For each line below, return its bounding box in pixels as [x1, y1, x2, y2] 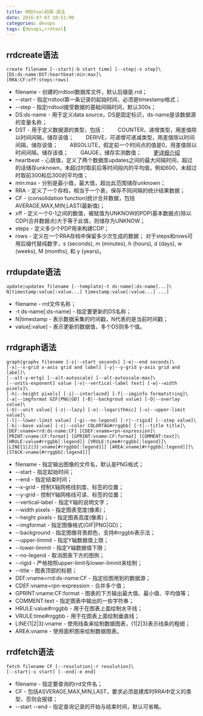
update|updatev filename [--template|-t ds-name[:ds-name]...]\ [6, 283, 172, 289]
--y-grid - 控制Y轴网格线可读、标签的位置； [15, 491, 124, 498]
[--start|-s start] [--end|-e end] [6, 669, 96, 675]
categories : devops [6, 20, 56, 26]
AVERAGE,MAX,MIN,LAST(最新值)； [15, 202, 105, 209]
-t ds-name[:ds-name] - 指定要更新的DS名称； [15, 308, 132, 315]
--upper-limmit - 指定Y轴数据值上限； [15, 536, 109, 544]
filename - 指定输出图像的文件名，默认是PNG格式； [15, 461, 144, 468]
